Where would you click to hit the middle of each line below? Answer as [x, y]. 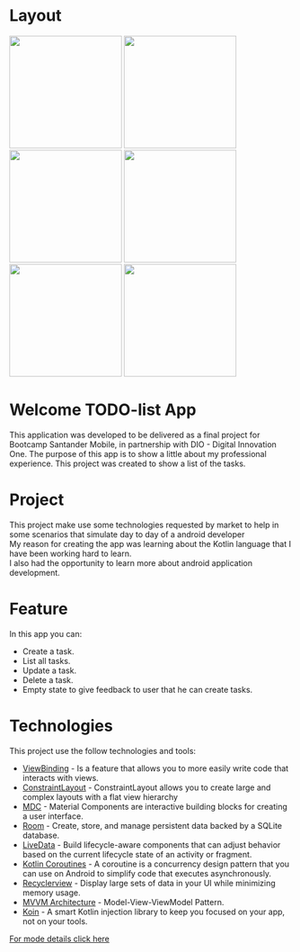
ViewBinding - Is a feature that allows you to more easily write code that [155, 768]
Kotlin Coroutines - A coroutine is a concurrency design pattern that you [156, 864]
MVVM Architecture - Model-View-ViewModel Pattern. [123, 902]
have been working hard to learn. [71, 553]
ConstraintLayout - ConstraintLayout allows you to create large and [146, 787]
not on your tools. [55, 921]
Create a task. [48, 651]
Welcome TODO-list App [103, 410]
